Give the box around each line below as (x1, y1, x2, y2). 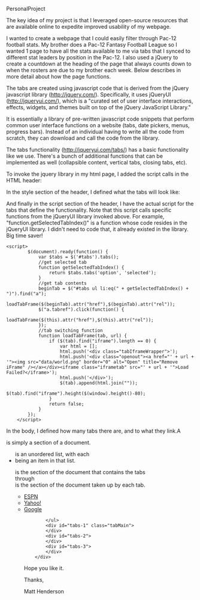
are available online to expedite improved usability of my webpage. (6, 23, 171, 30)
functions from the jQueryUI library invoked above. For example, (6, 213, 165, 220)
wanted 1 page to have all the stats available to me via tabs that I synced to (6, 47, 190, 55)
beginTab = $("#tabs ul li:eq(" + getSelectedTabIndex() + (38, 286, 189, 292)
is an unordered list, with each (14, 451, 90, 458)
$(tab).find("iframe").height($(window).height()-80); (6, 391, 146, 397)
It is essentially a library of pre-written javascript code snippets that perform (6, 115, 195, 122)
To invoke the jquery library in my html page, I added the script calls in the (6, 170, 189, 178)
